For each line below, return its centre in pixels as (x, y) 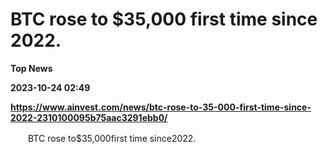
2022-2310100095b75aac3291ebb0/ (89, 117)
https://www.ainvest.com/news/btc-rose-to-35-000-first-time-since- (161, 107)
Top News (31, 68)
